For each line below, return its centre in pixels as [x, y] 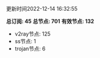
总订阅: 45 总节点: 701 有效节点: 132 [50, 21]
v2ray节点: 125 [33, 34]
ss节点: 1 [25, 41]
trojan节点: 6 [30, 49]
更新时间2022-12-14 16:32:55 [42, 9]
